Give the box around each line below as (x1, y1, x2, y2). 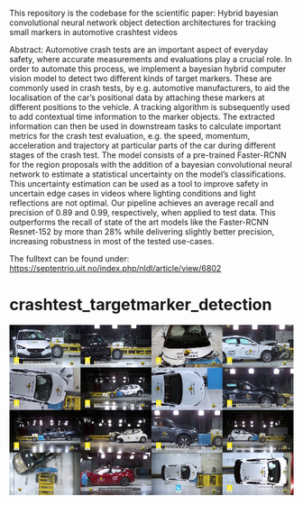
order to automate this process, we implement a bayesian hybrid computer (9, 63, 287, 74)
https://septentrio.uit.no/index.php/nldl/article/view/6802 (9, 263, 222, 273)
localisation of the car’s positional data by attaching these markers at (9, 92, 265, 103)
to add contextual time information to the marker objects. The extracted (9, 112, 275, 122)
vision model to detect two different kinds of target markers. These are (9, 73, 272, 84)
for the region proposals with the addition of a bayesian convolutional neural (9, 160, 293, 170)
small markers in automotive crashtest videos (9, 27, 178, 37)
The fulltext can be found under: (9, 253, 130, 264)
